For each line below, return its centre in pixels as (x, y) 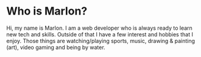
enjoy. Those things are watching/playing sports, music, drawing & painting (101, 41)
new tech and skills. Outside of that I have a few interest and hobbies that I (100, 34)
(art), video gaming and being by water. (56, 47)
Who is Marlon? (47, 11)
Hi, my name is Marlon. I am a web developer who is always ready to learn (100, 28)
